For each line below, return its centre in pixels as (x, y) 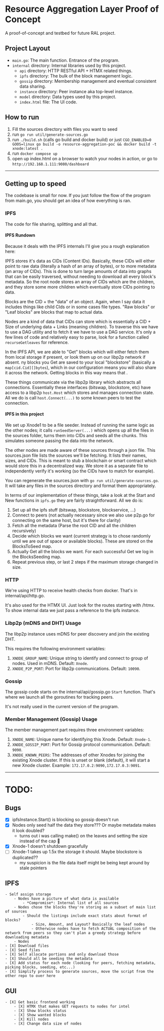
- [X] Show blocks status (40, 1011)
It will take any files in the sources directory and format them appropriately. (81, 486)
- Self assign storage (28, 895)
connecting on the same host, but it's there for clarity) (66, 520)
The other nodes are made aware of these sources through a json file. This (80, 450)
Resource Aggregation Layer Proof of (82, 9)
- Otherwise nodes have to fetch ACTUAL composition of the (93, 929)
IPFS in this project (24, 414)
